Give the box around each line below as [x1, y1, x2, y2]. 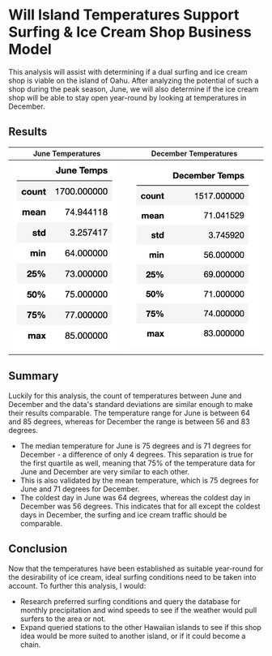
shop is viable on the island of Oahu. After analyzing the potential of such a [8, 75, 259, 85]
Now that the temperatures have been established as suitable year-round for [8, 564, 264, 573]
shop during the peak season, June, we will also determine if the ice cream [8, 84, 259, 94]
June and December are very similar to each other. [19, 466, 190, 476]
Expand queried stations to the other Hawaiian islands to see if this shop [19, 622, 261, 632]
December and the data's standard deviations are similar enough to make [8, 399, 253, 409]
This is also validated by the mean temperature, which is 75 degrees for [19, 475, 259, 485]
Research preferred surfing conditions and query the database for [19, 596, 240, 606]
